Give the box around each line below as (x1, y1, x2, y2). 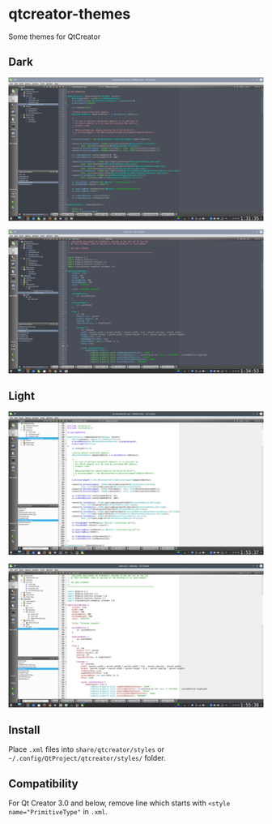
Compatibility (8, 776, 79, 791)
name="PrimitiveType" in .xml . (8, 807, 108, 817)
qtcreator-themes (8, 5, 131, 24)
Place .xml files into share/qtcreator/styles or (8, 745, 164, 754)
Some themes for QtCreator (8, 32, 101, 41)
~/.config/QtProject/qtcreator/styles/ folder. (8, 753, 166, 763)
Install (8, 723, 40, 736)
